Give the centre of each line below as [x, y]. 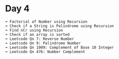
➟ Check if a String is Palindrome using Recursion [59, 26]
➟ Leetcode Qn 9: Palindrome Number [43, 43]
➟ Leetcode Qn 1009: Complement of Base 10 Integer [59, 47]
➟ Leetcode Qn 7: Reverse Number [40, 39]
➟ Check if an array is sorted [37, 34]
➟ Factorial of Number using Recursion [46, 22]
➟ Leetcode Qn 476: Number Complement [45, 52]
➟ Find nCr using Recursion [34, 30]
